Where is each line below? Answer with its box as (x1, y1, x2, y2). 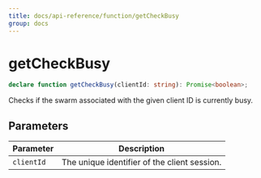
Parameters (8, 119, 69, 133)
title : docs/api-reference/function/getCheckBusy (8, 11, 180, 20)
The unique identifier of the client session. (61, 157, 222, 168)
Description (118, 143, 165, 155)
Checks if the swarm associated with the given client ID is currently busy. (8, 95, 254, 105)
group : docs (8, 19, 49, 28)
